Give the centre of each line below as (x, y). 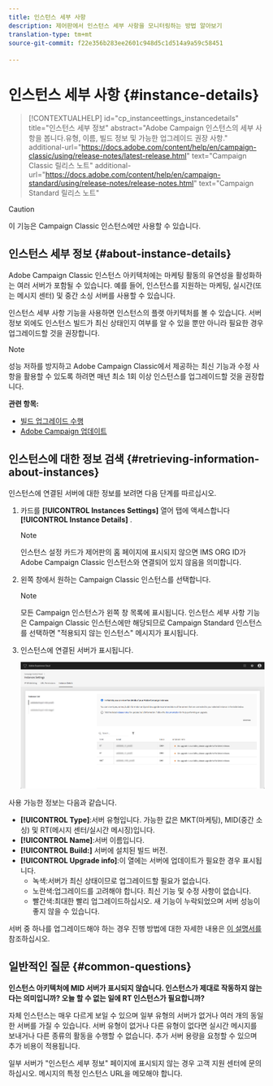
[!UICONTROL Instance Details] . (76, 519)
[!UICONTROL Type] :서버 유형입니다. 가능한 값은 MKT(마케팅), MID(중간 (137, 819)
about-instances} (54, 473)
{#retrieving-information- (193, 459)
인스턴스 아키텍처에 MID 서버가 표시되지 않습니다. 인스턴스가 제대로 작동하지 (128, 988)
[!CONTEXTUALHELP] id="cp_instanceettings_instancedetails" (134, 119)
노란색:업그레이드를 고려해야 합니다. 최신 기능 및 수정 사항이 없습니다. (142, 891)
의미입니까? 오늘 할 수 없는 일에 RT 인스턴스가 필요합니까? (114, 998)
